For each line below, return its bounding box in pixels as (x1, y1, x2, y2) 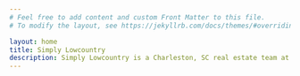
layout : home (9, 37, 58, 46)
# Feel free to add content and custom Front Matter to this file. (9, 12, 266, 22)
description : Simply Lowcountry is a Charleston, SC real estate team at (9, 54, 290, 63)
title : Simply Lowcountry (9, 45, 105, 54)
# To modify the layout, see (9, 21, 118, 30)
